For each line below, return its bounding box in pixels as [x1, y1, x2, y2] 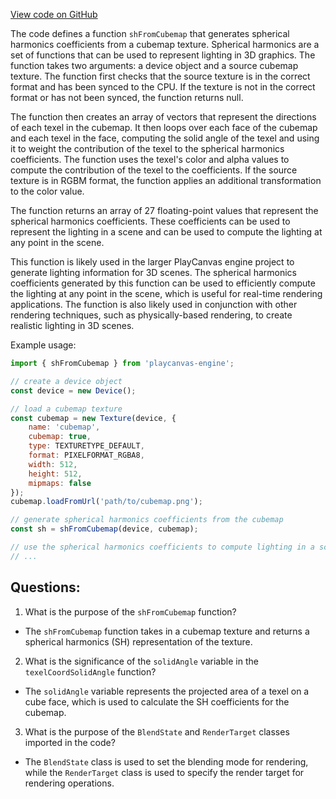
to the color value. [10, 185, 85, 197]
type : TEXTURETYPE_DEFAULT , [28, 441, 145, 451]
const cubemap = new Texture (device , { [10, 413, 177, 423]
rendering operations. [24, 777, 115, 789]
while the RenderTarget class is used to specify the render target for [24, 766, 305, 778]
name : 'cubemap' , [28, 422, 101, 433]
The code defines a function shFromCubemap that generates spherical [10, 28, 290, 39]
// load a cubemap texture [10, 404, 123, 414]
